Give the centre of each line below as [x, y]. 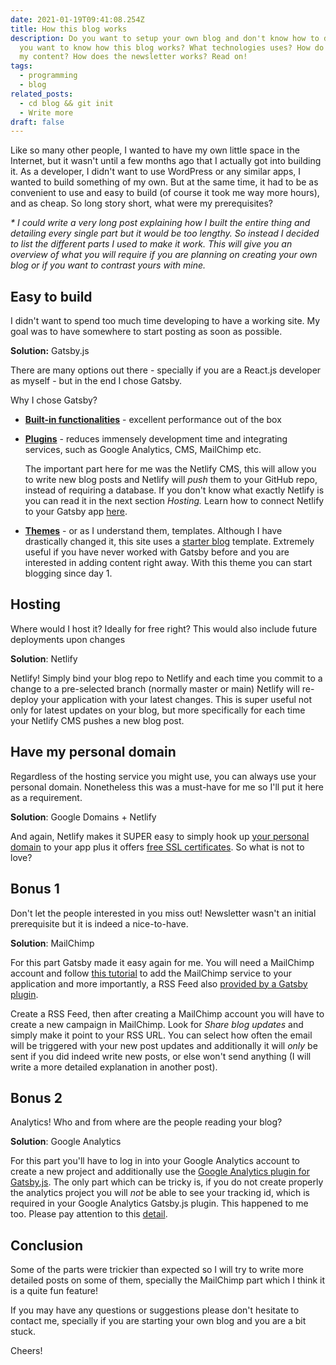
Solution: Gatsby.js [50, 351]
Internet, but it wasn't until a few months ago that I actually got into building [166, 161]
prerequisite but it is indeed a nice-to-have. [99, 923]
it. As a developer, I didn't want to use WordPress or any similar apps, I [156, 172]
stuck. [23, 1332]
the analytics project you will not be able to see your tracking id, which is [160, 1193]
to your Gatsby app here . [76, 512]
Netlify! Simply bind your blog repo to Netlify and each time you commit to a [166, 678]
